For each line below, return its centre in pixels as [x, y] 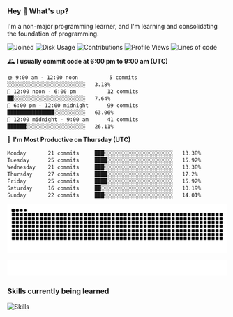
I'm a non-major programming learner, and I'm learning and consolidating [113, 27]
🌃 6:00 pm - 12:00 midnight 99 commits [73, 106]
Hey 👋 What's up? [38, 11]
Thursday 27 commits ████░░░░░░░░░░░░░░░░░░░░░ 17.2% [103, 174]
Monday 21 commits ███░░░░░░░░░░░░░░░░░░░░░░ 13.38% [104, 153]
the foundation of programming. [53, 34]
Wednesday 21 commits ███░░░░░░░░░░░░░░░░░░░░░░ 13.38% [104, 167]
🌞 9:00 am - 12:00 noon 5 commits [73, 78]
